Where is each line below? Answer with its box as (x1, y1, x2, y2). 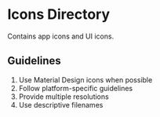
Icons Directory (7, 5, 111, 24)
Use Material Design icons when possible (18, 75, 153, 84)
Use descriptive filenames (18, 100, 104, 109)
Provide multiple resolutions (18, 92, 109, 101)
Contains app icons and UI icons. (7, 31, 115, 41)
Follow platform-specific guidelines (18, 83, 133, 93)
